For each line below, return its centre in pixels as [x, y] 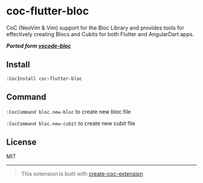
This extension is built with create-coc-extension [82, 174]
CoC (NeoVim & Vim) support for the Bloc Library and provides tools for [95, 28]
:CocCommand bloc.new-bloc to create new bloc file [69, 111]
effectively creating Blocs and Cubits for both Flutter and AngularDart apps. [100, 34]
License [21, 142]
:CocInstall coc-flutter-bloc [44, 79]
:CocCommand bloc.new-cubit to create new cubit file [71, 123]
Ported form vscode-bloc [39, 46]
